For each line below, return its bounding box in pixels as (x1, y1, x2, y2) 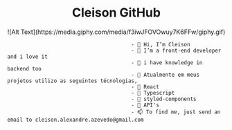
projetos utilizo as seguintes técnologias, (7, 77, 138, 84)
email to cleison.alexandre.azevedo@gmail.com (7, 116, 144, 123)
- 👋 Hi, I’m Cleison (131, 41, 190, 48)
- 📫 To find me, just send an (131, 109, 221, 115)
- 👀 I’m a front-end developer (131, 47, 222, 54)
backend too (7, 65, 42, 72)
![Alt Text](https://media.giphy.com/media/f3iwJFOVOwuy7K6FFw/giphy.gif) (7, 28, 226, 36)
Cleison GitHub (71, 5, 161, 21)
